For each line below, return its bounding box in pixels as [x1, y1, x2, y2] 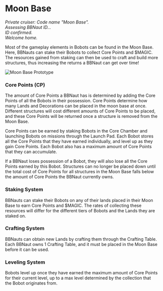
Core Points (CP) [5, 81, 45, 88]
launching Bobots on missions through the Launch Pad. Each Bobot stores [5, 133, 154, 139]
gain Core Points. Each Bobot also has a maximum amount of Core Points [5, 144, 152, 150]
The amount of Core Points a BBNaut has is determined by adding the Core [5, 92, 156, 98]
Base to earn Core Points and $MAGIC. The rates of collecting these [5, 202, 142, 208]
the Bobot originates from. [5, 280, 58, 286]
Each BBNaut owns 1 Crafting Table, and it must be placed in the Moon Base [5, 241, 158, 247]
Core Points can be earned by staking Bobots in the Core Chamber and [5, 128, 147, 134]
